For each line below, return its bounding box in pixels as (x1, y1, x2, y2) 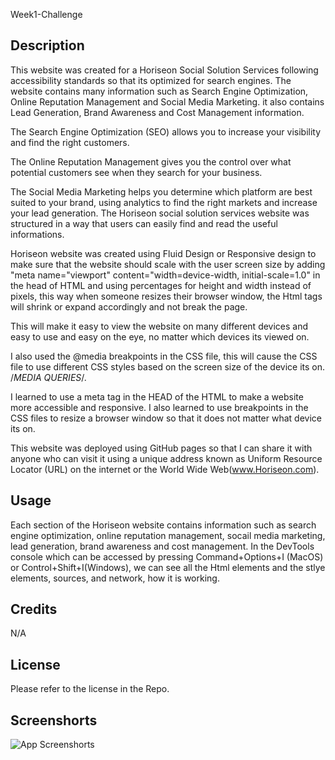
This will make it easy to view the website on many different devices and (10, 320, 309, 332)
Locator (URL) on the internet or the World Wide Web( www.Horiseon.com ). (10, 463, 320, 475)
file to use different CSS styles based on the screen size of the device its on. (10, 360, 326, 373)
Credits (10, 601, 58, 618)
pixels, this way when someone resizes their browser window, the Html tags (10, 290, 323, 302)
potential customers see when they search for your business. (10, 166, 263, 178)
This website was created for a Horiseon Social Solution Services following (10, 64, 319, 76)
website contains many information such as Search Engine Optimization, (10, 85, 309, 97)
